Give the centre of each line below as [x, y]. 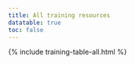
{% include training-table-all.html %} [67, 52]
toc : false [26, 30]
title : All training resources [59, 15]
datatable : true [35, 23]
